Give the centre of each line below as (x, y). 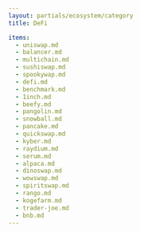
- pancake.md (37, 127)
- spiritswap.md (42, 186)
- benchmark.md (41, 89)
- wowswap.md (37, 179)
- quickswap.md (41, 134)
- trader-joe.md (42, 208)
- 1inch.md (33, 96)
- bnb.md (30, 215)
